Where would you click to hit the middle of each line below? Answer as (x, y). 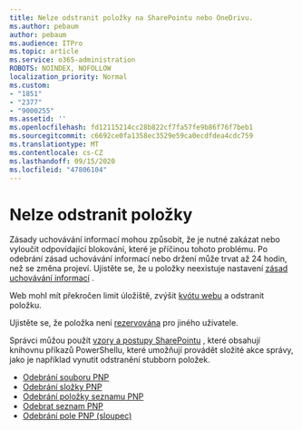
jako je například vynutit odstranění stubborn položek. (110, 360)
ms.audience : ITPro (46, 43)
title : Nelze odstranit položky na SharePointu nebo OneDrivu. (132, 18)
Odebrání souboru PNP (66, 377)
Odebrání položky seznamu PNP (83, 396)
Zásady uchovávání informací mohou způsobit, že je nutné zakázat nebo (145, 239)
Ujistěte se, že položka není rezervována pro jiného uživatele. (124, 323)
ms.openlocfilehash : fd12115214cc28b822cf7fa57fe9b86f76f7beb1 (132, 128)
